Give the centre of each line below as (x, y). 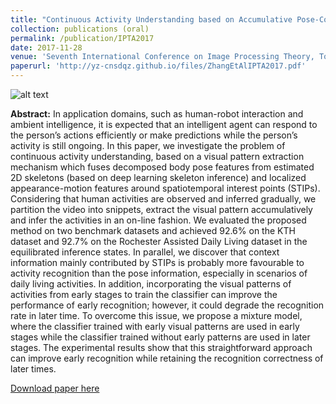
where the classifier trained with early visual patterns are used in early (155, 326)
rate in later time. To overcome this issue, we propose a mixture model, (156, 315)
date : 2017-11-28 (46, 47)
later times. (33, 369)
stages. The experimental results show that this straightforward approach (161, 347)
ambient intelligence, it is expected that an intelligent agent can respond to (164, 124)
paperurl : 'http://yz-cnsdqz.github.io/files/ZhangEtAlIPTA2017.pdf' (158, 66)
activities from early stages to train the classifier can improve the (144, 294)
